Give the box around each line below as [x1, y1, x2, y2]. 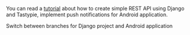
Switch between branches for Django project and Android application [6, 23, 173, 29]
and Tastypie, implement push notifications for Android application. [6, 11, 168, 18]
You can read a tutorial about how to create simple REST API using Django [6, 5, 185, 12]
